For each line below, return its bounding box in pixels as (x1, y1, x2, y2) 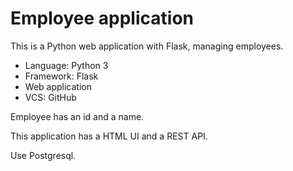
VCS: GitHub (24, 91, 77, 103)
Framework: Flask (24, 70, 99, 82)
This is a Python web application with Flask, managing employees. (10, 40, 284, 52)
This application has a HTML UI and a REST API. (10, 130, 208, 142)
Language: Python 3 (24, 59, 109, 71)
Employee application (10, 7, 194, 30)
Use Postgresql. (10, 149, 77, 161)
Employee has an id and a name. (10, 110, 145, 122)
